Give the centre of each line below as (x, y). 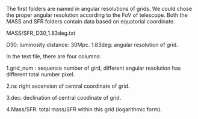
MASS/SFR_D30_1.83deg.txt (41, 33)
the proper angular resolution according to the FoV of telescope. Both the (97, 15)
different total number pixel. (41, 74)
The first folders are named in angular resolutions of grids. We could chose (99, 9)
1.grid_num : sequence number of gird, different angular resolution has (94, 68)
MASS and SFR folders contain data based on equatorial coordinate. (91, 21)
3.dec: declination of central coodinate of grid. (64, 98)
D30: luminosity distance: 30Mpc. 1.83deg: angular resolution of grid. (92, 45)
